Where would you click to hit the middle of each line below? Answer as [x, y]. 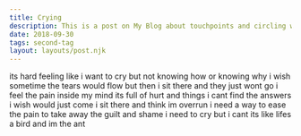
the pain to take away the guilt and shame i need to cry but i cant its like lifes [150, 115]
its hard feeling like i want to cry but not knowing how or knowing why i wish [150, 76]
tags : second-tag [42, 42]
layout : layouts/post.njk [57, 51]
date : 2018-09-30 [42, 34]
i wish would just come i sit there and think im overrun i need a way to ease [148, 105]
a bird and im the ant [47, 124]
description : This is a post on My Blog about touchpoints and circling [148, 26]
